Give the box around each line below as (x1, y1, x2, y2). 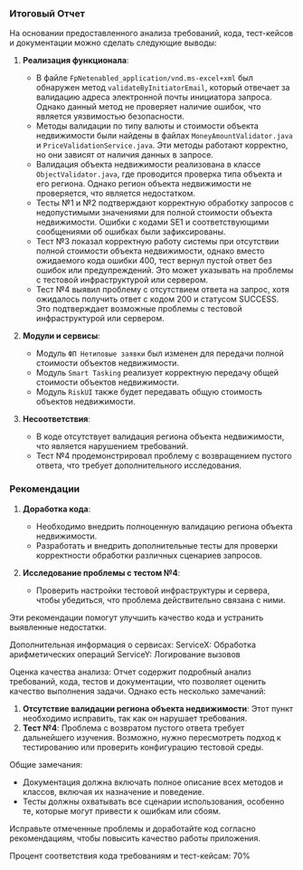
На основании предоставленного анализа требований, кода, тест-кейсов (9, 28, 294, 39)
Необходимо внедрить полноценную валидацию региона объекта (35, 521, 293, 531)
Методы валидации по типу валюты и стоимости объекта (35, 120, 260, 131)
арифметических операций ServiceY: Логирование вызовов (9, 648, 241, 659)
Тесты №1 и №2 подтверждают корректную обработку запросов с (35, 197, 294, 208)
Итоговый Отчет (9, 7, 86, 20)
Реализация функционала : (22, 55, 129, 66)
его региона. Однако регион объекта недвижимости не (35, 178, 251, 189)
